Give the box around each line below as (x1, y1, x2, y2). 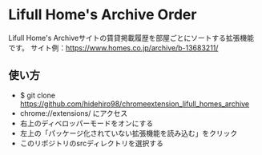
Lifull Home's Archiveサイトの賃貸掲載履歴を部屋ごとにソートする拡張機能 (8, 33, 255, 42)
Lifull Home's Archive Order (8, 6, 197, 24)
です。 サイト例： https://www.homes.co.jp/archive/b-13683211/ (8, 42, 219, 53)
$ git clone (19, 90, 56, 100)
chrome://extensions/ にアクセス (19, 108, 128, 117)
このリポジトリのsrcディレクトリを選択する (19, 138, 164, 148)
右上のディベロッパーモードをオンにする (19, 118, 154, 128)
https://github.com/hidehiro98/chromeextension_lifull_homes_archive (19, 98, 250, 109)
